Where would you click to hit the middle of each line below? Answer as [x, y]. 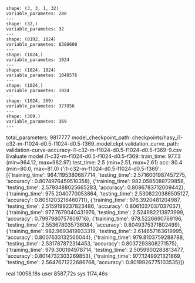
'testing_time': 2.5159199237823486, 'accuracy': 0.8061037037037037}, [94, 206]
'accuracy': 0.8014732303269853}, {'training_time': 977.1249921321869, [94, 256]
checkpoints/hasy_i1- [157, 137]
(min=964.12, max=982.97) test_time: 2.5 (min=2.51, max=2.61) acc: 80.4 [94, 162]
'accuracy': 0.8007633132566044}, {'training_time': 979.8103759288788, [95, 237]
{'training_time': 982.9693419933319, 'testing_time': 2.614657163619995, [95, 231]
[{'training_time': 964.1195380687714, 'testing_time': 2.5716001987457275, [96, 175]
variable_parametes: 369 [36, 122]
